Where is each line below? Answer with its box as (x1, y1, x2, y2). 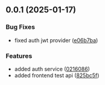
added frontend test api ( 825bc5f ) (14, 72, 100, 79)
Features (5, 51, 33, 60)
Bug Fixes (5, 23, 36, 31)
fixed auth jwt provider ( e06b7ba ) (14, 36, 98, 44)
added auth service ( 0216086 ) (14, 65, 90, 72)
